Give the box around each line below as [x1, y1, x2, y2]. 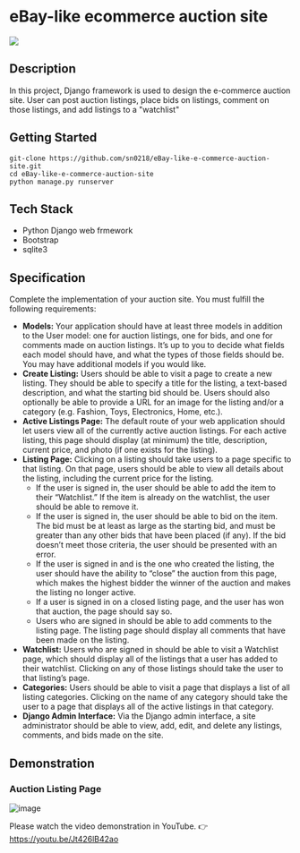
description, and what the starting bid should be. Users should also [21, 388, 270, 398]
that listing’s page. [21, 673, 90, 684]
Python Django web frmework [21, 226, 133, 236]
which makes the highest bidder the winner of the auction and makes [35, 577, 291, 588]
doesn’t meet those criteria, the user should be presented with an [35, 540, 278, 550]
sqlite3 [21, 244, 47, 255]
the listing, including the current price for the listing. [21, 473, 214, 484]
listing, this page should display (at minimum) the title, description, [21, 435, 268, 446]
